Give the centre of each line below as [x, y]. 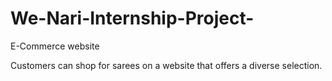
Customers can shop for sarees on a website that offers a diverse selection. [166, 65]
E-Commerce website [55, 46]
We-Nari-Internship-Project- [132, 18]
